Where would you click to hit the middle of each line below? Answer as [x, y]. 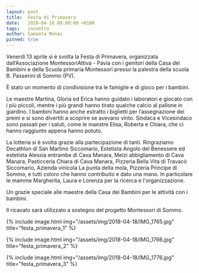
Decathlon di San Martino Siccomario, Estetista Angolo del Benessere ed [96, 148]
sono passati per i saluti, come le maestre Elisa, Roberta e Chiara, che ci [95, 124]
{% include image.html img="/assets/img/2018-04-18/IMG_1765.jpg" [90, 222]
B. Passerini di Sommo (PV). [41, 76]
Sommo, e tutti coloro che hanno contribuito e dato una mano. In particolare [99, 174]
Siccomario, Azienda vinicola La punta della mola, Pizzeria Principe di [92, 168]
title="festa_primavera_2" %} [42, 246]
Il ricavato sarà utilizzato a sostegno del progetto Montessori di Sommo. [95, 210]
